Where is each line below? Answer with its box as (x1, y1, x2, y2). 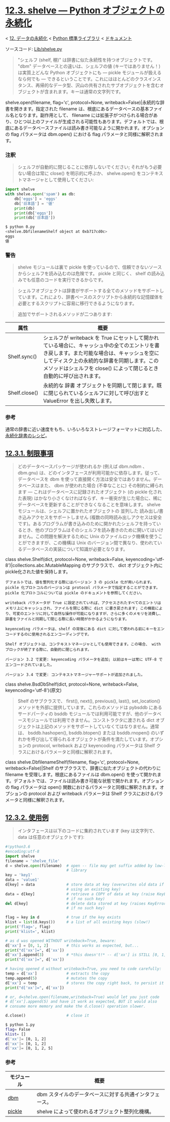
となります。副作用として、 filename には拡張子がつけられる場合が (14, 112, 153, 118)
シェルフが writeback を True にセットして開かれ (43, 334, 159, 341)
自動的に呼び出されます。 (43, 372, 104, 379)
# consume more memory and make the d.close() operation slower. (5, 1004, 146, 1009)
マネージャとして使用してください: (22, 176, 94, 183)
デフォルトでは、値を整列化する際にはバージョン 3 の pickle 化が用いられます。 (5, 580, 154, 585)
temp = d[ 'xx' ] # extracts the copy (5, 971, 110, 977)
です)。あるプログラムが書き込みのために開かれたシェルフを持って (17, 521, 157, 527)
